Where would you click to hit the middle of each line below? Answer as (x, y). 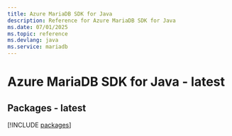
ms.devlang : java (33, 40)
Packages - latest (47, 108)
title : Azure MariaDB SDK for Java (60, 14)
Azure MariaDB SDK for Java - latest (116, 82)
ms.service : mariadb (38, 47)
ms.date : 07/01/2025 (38, 27)
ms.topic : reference (38, 34)
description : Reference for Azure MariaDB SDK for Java (92, 21)
